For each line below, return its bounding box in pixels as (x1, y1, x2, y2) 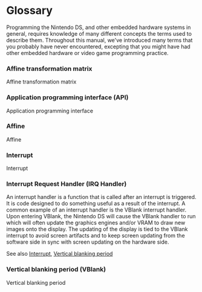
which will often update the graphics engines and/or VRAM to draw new (6, 219, 186, 227)
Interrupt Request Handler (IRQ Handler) (6, 180, 127, 188)
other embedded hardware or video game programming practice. (6, 49, 169, 56)
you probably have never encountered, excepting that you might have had (6, 43, 191, 50)
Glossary (6, 4, 53, 18)
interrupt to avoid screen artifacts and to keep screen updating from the (6, 232, 186, 239)
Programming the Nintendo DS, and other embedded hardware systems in (6, 24, 191, 31)
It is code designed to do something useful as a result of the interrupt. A (6, 200, 186, 207)
